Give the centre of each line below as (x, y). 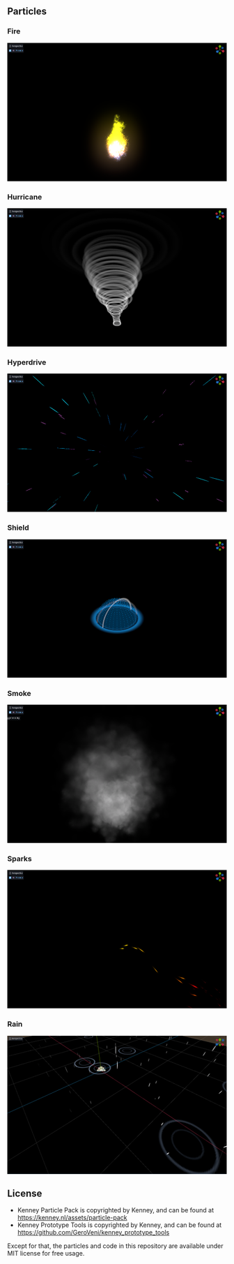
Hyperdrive (27, 362)
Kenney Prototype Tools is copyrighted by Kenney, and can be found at (119, 1225)
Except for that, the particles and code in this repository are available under (116, 1246)
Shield (18, 528)
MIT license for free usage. (46, 1254)
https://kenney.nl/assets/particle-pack (72, 1218)
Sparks (20, 858)
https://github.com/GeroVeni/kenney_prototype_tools (93, 1233)
